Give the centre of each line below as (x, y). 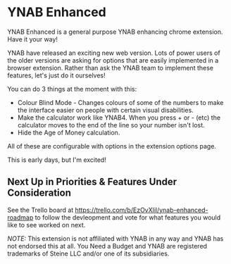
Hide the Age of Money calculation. (69, 132)
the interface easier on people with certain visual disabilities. (105, 110)
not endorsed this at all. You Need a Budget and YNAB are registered (107, 246)
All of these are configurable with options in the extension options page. (112, 146)
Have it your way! (33, 39)
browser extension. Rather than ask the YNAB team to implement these (110, 68)
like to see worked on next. (46, 225)
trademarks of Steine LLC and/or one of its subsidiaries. (88, 253)
